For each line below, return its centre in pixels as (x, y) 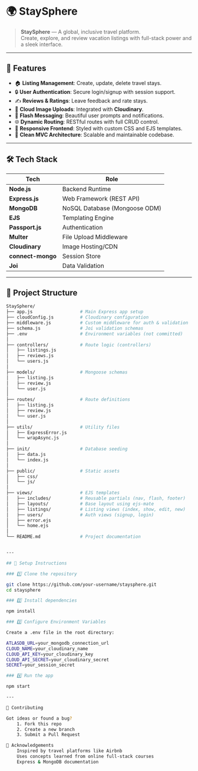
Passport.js (25, 227)
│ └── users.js (27, 361)
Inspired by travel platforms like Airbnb (70, 751)
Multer (19, 237)
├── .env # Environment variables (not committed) (95, 334)
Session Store (82, 256)
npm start (18, 687)
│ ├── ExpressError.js (37, 432)
